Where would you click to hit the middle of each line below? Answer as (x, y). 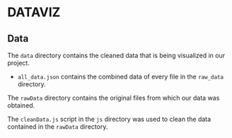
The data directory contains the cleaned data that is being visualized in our (116, 55)
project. (19, 63)
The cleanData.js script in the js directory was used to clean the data (109, 119)
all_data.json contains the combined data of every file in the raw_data (121, 76)
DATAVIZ (34, 12)
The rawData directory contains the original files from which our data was (114, 98)
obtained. (21, 105)
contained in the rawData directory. (58, 127)
